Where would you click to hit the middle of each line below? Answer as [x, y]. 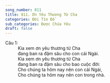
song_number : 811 [23, 10]
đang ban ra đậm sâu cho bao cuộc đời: [59, 64]
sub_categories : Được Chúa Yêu [38, 24]
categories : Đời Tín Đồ [30, 19]
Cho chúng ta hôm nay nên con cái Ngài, [60, 70]
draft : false [19, 29]
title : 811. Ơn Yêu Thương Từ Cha [41, 15]
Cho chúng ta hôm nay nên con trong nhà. [62, 75]
